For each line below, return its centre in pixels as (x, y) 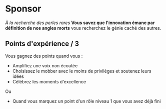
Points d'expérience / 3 (42, 44)
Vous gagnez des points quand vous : (44, 56)
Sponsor (23, 9)
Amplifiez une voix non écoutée (45, 65)
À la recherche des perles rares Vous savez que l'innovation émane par (80, 23)
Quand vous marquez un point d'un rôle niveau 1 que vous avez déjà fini (86, 101)
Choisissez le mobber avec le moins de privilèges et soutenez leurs (82, 71)
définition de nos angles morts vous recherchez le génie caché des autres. (83, 28)
